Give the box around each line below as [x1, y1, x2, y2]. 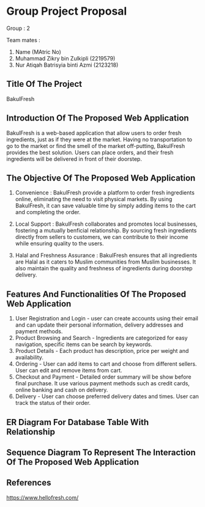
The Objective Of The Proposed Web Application [6, 172, 196, 183]
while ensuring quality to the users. [15, 240, 104, 247]
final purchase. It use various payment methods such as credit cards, [15, 380, 190, 387]
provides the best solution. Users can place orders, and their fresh [6, 149, 174, 156]
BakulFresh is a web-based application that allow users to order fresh [6, 129, 182, 136]
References [6, 478, 51, 488]
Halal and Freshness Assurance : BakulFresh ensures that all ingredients [15, 252, 198, 259]
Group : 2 [6, 24, 31, 32]
